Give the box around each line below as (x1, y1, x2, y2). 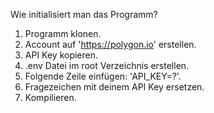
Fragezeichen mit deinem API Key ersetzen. (24, 81, 205, 93)
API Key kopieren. (24, 49, 99, 61)
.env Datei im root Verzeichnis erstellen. (24, 60, 190, 71)
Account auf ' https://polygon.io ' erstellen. (24, 39, 197, 50)
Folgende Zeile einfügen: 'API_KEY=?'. (24, 70, 182, 82)
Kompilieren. (24, 92, 77, 103)
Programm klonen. (24, 28, 102, 39)
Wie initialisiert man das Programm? (10, 9, 158, 20)
